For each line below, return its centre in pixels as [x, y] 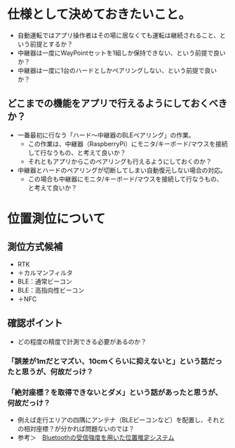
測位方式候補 [35, 247]
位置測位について [56, 218]
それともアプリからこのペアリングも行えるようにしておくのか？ [120, 161]
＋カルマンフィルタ [45, 272]
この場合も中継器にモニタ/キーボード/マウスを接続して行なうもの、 [125, 179]
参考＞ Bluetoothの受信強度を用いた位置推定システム [96, 437]
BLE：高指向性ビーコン [51, 290]
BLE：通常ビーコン [45, 281]
